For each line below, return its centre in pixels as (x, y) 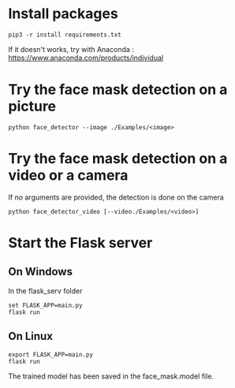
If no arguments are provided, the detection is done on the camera (116, 197)
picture (32, 106)
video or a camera (68, 175)
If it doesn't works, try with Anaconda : (71, 49)
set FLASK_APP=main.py (45, 305)
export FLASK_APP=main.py (50, 354)
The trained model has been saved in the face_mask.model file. (111, 376)
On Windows (41, 272)
